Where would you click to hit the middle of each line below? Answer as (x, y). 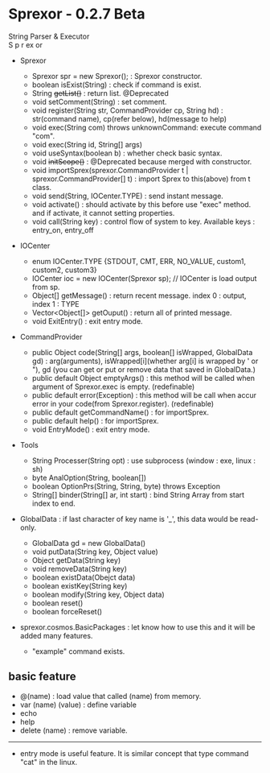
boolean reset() (57, 603)
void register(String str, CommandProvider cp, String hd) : (127, 110)
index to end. (54, 503)
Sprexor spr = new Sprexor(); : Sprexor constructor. (117, 76)
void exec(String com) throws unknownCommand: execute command (147, 127)
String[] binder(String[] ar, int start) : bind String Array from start (138, 494)
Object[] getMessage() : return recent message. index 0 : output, (139, 296)
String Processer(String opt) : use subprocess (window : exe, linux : (143, 461)
